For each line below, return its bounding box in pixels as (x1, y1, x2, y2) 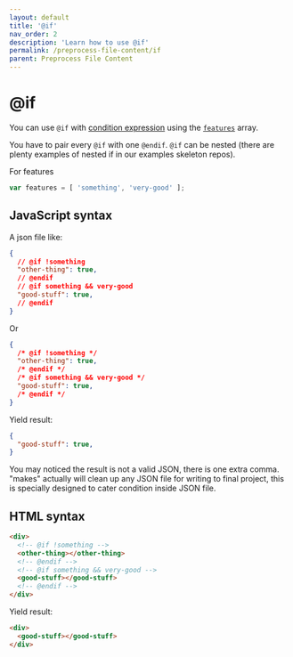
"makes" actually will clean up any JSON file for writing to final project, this (9, 474, 285, 484)
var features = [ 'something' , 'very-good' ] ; (9, 183, 185, 192)
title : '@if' (9, 21, 58, 30)
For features (9, 166, 54, 176)
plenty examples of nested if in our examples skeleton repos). (9, 149, 236, 159)
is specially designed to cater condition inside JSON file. (9, 483, 216, 494)
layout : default (9, 12, 69, 22)
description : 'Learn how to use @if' (9, 37, 150, 47)
